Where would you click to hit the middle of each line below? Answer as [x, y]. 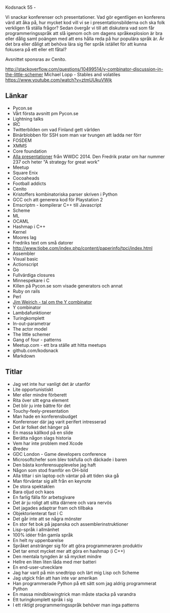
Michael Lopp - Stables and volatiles [82, 75]
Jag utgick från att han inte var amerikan [55, 578]
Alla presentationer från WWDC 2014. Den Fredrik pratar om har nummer [89, 156]
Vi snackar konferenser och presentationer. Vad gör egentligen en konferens [85, 17]
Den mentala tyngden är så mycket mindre [57, 556]
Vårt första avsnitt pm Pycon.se [45, 113]
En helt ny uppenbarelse [38, 540]
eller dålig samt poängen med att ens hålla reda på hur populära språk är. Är [85, 39]
